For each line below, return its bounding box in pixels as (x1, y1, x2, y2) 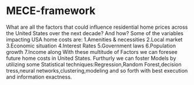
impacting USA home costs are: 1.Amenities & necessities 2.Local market (6, 36, 183, 43)
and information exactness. (6, 73, 72, 80)
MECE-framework (6, 4, 96, 18)
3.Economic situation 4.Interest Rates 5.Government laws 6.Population (6, 42, 176, 49)
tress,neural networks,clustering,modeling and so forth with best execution (6, 67, 188, 74)
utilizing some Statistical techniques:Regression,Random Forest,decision (6, 60, 182, 68)
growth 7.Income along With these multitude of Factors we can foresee (6, 48, 178, 55)
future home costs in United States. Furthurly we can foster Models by (6, 55, 176, 62)
